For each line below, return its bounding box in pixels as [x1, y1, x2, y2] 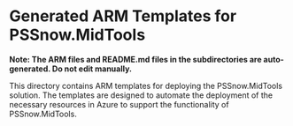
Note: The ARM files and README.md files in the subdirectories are [9, 54, 262, 64]
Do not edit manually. [51, 63, 133, 74]
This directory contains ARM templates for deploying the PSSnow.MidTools [9, 80, 283, 91]
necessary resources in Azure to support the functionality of [9, 99, 229, 109]
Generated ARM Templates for [9, 6, 237, 26]
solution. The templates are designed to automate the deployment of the [9, 90, 273, 100]
